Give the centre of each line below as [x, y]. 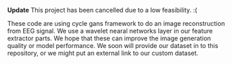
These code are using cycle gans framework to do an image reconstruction [116, 23]
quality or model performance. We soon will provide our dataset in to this [113, 46]
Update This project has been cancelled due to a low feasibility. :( [102, 10]
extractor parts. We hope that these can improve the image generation [109, 38]
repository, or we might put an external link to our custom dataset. [103, 53]
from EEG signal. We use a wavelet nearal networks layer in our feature [110, 31]
